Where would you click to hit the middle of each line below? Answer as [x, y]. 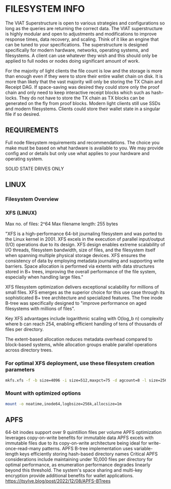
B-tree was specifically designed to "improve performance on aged [76, 303]
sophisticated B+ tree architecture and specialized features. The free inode [84, 298]
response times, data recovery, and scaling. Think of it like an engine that [82, 39]
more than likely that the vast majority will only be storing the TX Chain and [84, 82]
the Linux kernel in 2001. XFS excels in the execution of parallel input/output [85, 239]
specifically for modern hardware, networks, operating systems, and [77, 50]
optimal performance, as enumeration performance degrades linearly [78, 465]
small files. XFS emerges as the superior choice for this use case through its [85, 292]
